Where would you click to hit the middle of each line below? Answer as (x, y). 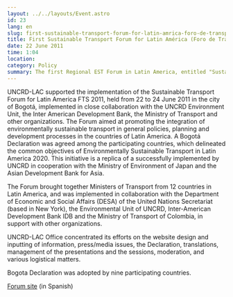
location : (21, 59)
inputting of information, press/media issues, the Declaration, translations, (113, 244)
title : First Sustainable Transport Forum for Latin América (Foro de (111, 40)
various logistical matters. (44, 259)
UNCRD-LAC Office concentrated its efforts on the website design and (108, 236)
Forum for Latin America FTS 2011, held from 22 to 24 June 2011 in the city (114, 99)
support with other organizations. (55, 223)
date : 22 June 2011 (35, 46)
